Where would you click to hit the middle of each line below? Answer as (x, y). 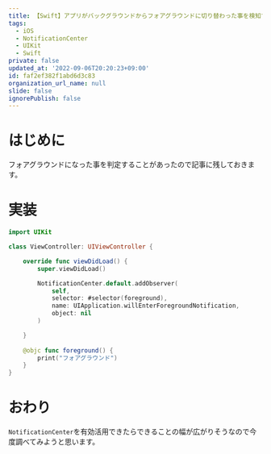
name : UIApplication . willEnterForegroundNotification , (146, 306)
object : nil (71, 314)
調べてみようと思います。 (57, 442)
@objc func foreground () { (68, 350)
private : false (34, 61)
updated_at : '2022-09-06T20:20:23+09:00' (79, 69)
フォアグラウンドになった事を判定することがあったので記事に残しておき (128, 165)
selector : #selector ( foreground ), (109, 298)
